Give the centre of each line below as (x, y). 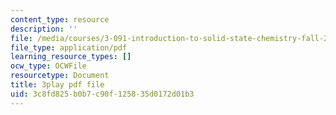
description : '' (44, 29)
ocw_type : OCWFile (48, 66)
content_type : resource (60, 19)
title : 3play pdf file (57, 85)
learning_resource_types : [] (71, 57)
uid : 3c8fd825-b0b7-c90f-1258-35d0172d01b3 (102, 94)
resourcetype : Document (60, 76)
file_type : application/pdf (69, 47)
